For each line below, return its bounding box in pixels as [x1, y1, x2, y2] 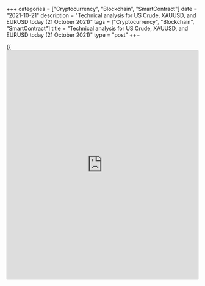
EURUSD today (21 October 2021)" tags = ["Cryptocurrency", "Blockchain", [6, 18, 195, 25]
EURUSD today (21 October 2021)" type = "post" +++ [6, 31, 140, 39]
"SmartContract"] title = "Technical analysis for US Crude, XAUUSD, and [6, 24, 189, 32]
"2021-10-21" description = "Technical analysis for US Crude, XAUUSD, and [6, 12, 196, 19]
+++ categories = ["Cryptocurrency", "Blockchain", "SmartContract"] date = [6, 6, 198, 12]
